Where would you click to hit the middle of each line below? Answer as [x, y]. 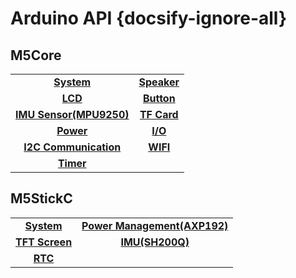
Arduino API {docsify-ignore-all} [149, 18]
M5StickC [41, 198]
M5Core [36, 55]
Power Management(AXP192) [155, 225]
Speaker [159, 82]
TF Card [159, 114]
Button [159, 98]
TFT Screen [44, 242]
